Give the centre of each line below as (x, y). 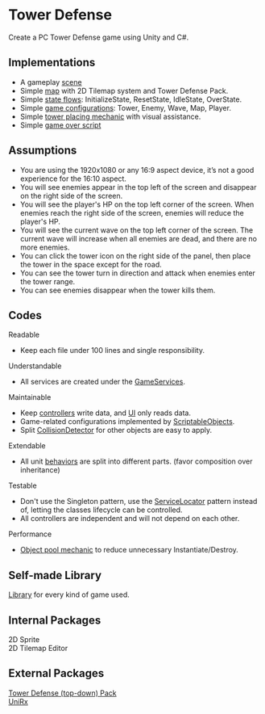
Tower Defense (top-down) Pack (62, 693)
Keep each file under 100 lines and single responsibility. (112, 351)
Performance (30, 534)
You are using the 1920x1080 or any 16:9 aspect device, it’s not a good (137, 170)
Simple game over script (60, 125)
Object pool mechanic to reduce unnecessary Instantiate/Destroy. (129, 550)
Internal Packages (55, 620)
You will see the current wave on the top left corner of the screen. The (137, 230)
